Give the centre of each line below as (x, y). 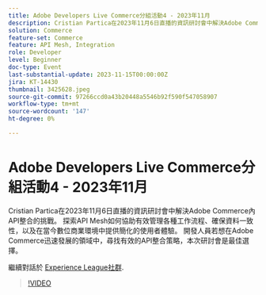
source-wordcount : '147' (49, 112)
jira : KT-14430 (33, 82)
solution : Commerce (40, 30)
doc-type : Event (35, 67)
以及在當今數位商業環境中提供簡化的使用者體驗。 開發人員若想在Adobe (138, 230)
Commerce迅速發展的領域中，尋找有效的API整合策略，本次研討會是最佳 (125, 240)
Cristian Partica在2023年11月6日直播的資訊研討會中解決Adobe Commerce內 (132, 210)
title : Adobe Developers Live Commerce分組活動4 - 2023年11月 (109, 15)
